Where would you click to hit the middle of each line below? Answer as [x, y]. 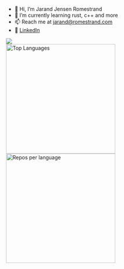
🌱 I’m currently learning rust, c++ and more [66, 15]
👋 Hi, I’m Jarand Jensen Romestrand [58, 9]
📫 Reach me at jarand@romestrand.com [63, 22]
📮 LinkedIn [27, 30]
